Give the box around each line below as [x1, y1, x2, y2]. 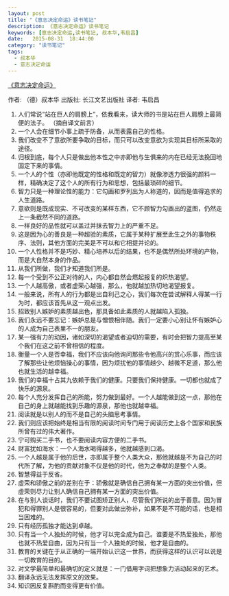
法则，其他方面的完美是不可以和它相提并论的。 [29, 238, 162, 247]
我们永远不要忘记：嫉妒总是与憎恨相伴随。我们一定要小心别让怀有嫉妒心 [17, 315, 222, 324]
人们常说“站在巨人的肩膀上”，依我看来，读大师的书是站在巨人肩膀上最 [17, 110, 216, 118]
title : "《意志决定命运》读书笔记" [8, 16, 97, 23]
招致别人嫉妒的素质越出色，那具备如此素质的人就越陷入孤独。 [17, 307, 193, 315]
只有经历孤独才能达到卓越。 [17, 521, 97, 529]
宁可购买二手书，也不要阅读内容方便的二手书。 [17, 436, 150, 444]
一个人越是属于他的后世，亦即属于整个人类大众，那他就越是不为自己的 [17, 453, 217, 461]
